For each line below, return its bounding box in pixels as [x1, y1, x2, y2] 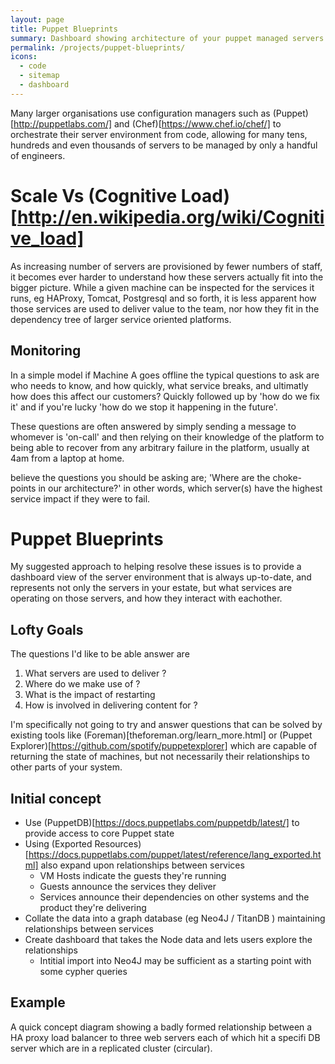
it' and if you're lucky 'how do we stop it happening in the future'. [10, 401, 278, 413]
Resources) [94, 838, 142, 850]
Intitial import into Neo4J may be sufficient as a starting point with [39, 955, 312, 967]
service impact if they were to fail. [10, 492, 151, 505]
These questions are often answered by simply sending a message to [10, 420, 297, 432]
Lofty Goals [10, 621, 84, 638]
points [10, 482, 37, 494]
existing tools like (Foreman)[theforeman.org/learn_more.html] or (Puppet [10, 729, 313, 741]
